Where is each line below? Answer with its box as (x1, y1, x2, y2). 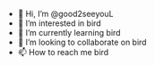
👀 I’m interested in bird (17, 18, 101, 29)
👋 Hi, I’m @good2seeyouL (17, 9, 114, 19)
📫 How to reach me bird (17, 47, 109, 57)
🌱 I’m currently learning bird (17, 28, 121, 37)
